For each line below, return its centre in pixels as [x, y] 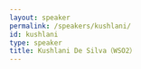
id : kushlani [34, 34]
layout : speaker [40, 17]
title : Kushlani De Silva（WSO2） [73, 51]
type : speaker [36, 43]
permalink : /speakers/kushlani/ [70, 26]
